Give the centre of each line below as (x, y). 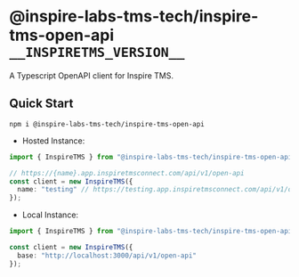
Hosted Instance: (53, 141)
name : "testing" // (53, 190)
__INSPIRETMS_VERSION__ (97, 53)
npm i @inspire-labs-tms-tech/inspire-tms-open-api (107, 124)
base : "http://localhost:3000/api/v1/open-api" (107, 256)
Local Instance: (50, 215)
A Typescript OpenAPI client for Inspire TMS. (91, 75)
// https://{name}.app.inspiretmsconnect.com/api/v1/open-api (127, 173)
